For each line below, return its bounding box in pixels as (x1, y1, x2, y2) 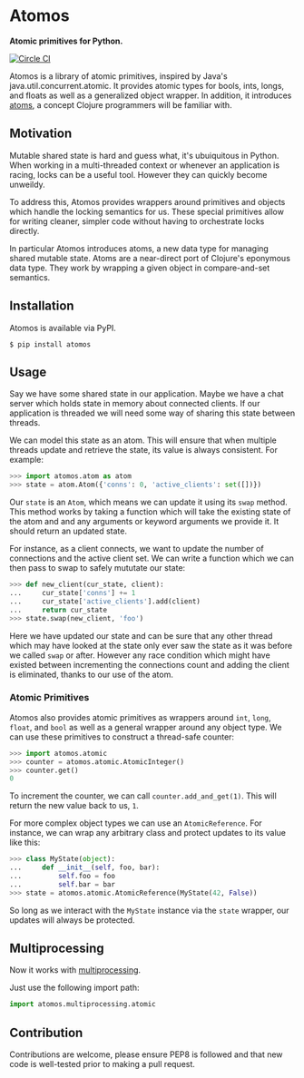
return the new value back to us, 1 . (9, 800, 139, 811)
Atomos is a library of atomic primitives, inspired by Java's (9, 70, 229, 82)
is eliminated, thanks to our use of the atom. (9, 669, 174, 680)
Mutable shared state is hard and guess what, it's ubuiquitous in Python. (9, 150, 279, 161)
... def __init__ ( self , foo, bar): (9, 863, 161, 872)
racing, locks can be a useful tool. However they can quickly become (9, 169, 268, 180)
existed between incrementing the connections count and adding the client (9, 659, 290, 670)
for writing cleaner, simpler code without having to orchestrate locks (9, 215, 265, 227)
